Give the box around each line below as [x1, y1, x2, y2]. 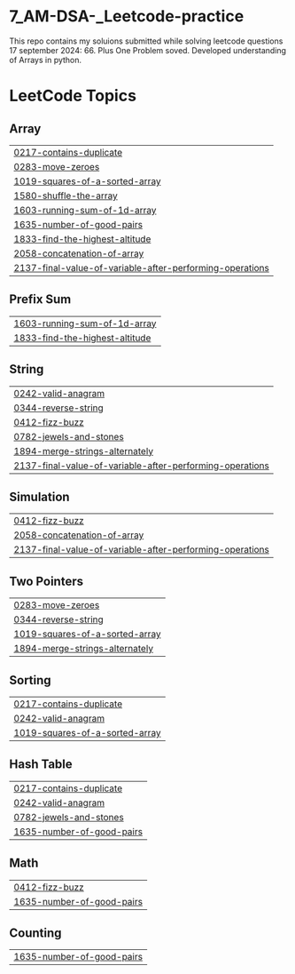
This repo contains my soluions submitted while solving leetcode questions [9, 36, 283, 46]
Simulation [9, 489, 70, 504]
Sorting [9, 673, 51, 688]
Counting [9, 926, 62, 941]
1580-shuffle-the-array [13, 189, 118, 202]
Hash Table [9, 757, 73, 772]
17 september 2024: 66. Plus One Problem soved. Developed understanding [9, 44, 286, 55]
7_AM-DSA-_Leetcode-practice [9, 6, 245, 27]
